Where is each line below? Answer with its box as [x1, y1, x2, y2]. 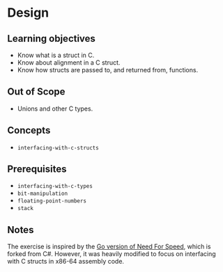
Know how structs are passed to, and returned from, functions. [17, 66, 199, 74]
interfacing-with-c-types [17, 183, 93, 190]
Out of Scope [7, 86, 66, 98]
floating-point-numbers [17, 198, 87, 205]
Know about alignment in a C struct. [17, 58, 121, 67]
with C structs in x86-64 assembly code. [7, 257, 124, 266]
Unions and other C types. [17, 104, 93, 113]
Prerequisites [7, 163, 67, 175]
